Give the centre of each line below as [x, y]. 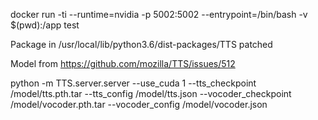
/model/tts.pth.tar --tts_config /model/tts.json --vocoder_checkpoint [151, 93]
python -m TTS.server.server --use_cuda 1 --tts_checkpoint [133, 83]
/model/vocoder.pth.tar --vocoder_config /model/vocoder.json [139, 104]
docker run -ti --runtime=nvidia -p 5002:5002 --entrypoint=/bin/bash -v [159, 14]
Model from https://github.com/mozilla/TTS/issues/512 [123, 63]
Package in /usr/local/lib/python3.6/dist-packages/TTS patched [141, 44]
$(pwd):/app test [45, 25]
